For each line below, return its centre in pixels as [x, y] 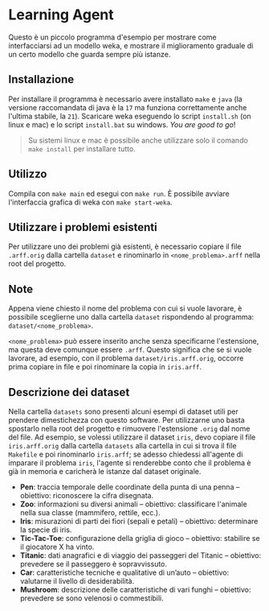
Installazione [41, 79]
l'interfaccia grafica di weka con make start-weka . [90, 202]
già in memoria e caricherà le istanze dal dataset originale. [105, 471]
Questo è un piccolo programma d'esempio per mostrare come [112, 37]
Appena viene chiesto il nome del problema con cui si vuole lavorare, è [125, 308]
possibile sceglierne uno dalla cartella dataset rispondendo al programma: [131, 317]
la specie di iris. [46, 530]
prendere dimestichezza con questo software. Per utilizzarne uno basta [126, 420]
